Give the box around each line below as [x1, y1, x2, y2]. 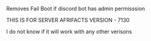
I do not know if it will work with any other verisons [6, 28, 132, 35]
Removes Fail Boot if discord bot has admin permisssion [6, 5, 146, 12]
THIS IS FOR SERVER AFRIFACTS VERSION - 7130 [6, 17, 130, 23]
